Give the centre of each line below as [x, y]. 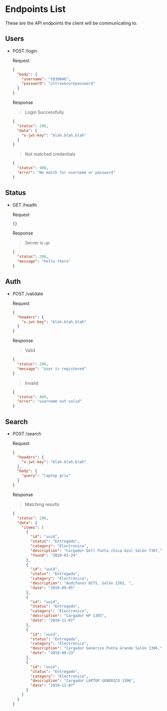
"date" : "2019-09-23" [53, 653]
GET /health [25, 205]
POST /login [25, 50]
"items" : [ [33, 527]
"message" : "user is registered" [52, 368]
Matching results [42, 504]
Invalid [32, 383]
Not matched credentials [50, 154]
